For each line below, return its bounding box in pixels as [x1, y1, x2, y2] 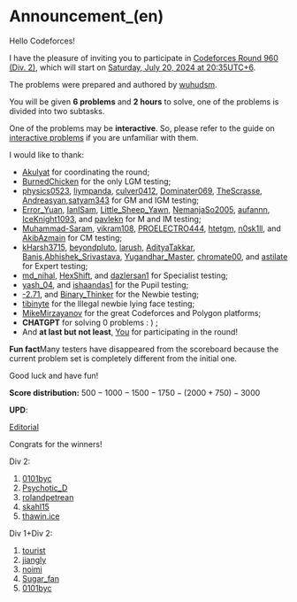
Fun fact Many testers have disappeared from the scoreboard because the [9, 343, 279, 354]
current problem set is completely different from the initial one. [9, 352, 237, 364]
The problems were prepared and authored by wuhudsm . [9, 79, 218, 89]
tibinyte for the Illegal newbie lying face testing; [21, 298, 195, 309]
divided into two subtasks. [9, 105, 105, 116]
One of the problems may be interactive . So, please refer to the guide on [9, 122, 276, 134]
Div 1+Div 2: [9, 528, 53, 538]
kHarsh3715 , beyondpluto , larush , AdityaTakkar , [21, 242, 196, 252]
